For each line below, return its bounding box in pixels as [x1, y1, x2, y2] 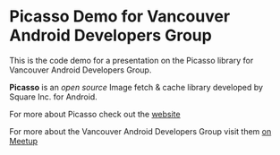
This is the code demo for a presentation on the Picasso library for [9, 55, 254, 65]
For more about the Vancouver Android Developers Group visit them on [9, 125, 272, 136]
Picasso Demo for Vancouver [9, 6, 231, 27]
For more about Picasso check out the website [9, 108, 181, 119]
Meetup [9, 135, 38, 146]
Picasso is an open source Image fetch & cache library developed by [9, 82, 264, 92]
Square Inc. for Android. [9, 91, 98, 102]
